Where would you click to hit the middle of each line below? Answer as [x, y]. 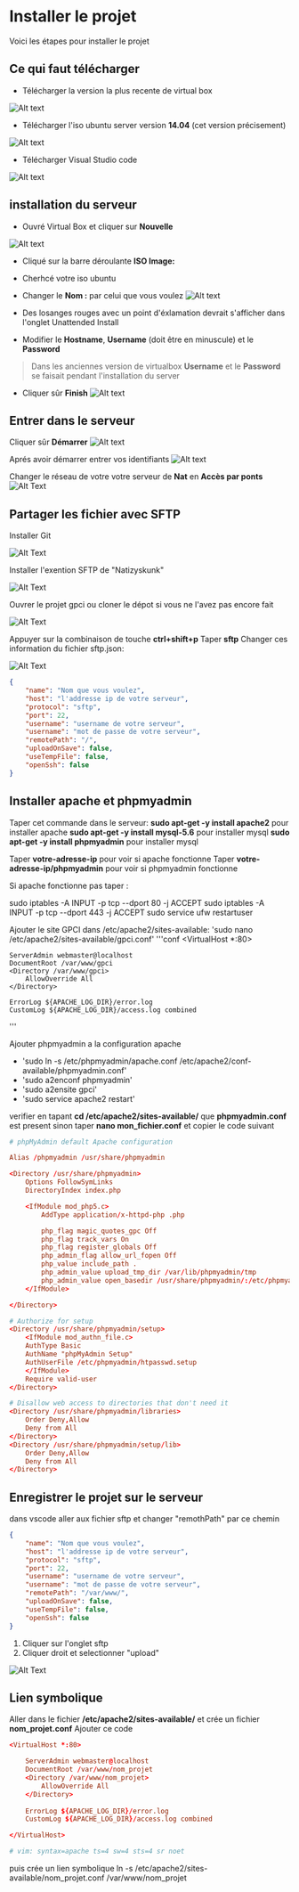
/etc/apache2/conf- [215, 1061]
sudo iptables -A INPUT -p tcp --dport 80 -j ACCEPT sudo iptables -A [137, 902]
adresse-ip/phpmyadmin [57, 868]
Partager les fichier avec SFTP [95, 514]
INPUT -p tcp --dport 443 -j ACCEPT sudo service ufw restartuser [131, 912]
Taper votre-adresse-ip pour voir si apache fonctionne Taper [122, 859]
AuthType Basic [53, 1346]
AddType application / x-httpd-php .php [113, 1215]
